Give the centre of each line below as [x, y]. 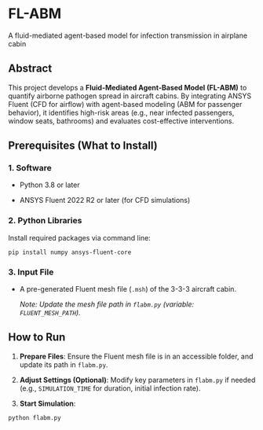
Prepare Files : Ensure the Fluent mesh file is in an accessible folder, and [136, 356]
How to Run [37, 338]
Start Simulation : [47, 403]
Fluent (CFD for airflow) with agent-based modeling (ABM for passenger [125, 104]
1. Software [30, 168]
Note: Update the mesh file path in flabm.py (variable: [107, 304]
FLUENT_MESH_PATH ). [50, 313]
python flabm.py [35, 417]
